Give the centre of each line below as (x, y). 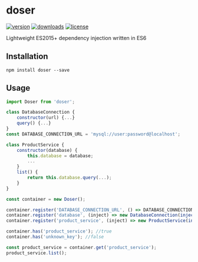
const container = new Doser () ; (46, 199)
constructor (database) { (47, 150)
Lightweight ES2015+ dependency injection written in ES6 (76, 38)
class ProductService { (35, 145)
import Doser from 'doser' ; (41, 102)
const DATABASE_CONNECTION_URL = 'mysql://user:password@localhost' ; (93, 134)
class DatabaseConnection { (41, 112)
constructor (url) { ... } (46, 118)
